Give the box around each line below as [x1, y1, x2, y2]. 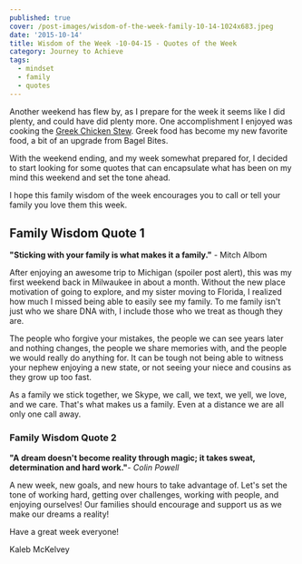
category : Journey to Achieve [9, 47, 124, 56]
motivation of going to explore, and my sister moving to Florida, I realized [9, 287, 283, 297]
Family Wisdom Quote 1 [9, 226, 145, 241]
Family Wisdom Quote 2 [9, 431, 117, 444]
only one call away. [9, 408, 82, 419]
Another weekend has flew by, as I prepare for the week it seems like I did [9, 106, 286, 116]
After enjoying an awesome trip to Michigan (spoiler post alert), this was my [9, 267, 292, 278]
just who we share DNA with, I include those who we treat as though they [9, 306, 283, 317]
